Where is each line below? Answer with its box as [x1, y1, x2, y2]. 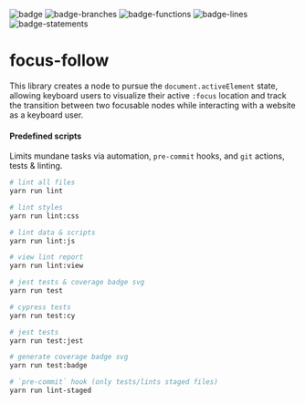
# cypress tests [9, 302, 71, 312]
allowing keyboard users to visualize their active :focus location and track [9, 89, 287, 100]
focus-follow [9, 50, 110, 71]
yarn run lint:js [9, 236, 76, 245]
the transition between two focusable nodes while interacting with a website [9, 99, 296, 110]
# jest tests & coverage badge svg [9, 278, 145, 287]
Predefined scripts [9, 130, 82, 141]
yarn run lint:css [9, 211, 79, 221]
